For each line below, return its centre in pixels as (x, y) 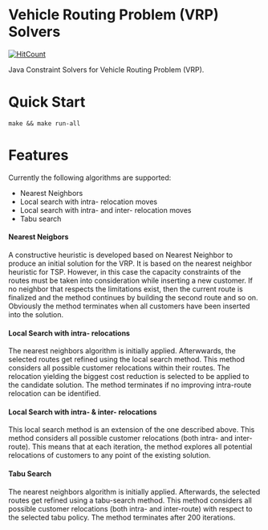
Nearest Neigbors (39, 237)
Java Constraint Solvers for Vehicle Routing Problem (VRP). (106, 69)
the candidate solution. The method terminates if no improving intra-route (130, 385)
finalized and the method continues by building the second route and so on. (133, 298)
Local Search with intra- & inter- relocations (83, 412)
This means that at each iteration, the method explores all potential (142, 446)
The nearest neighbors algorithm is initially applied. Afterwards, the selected (134, 491)
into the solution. (36, 315)
